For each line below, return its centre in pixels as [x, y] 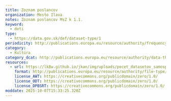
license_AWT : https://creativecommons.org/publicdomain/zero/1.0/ [86, 77]
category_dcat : [21, 57]
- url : [17, 67]
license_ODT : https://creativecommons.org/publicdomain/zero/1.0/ [86, 81]
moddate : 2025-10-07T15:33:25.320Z [43, 91]
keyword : [15, 24]
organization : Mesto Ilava [34, 15]
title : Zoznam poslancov [32, 10]
